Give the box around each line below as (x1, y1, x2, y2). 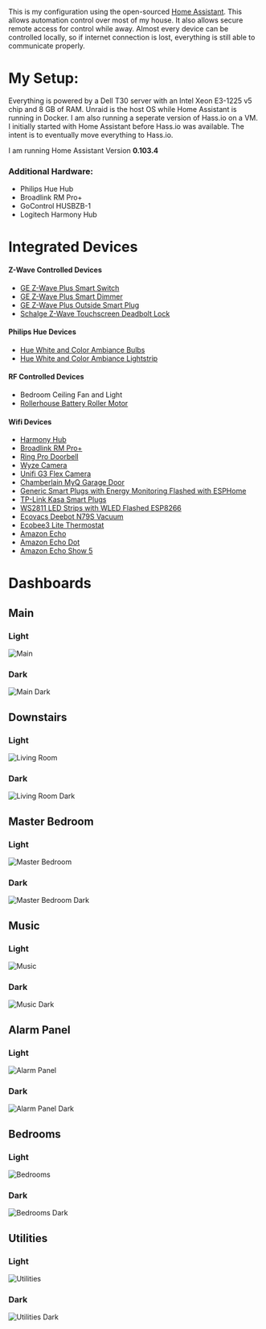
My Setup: (8, 69, 79, 88)
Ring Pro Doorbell (19, 452, 79, 462)
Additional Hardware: (8, 165, 94, 176)
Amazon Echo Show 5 (19, 546, 93, 556)
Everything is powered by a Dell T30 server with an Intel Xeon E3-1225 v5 (8, 96, 252, 106)
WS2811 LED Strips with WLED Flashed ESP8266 (19, 503, 182, 513)
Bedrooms (8, 1127, 62, 1141)
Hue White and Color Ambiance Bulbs (19, 345, 145, 354)
